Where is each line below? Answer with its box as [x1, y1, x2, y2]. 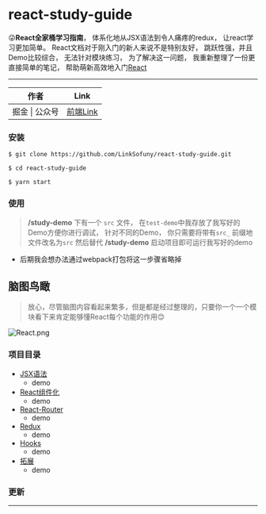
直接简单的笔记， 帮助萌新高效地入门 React [8, 62, 147, 72]
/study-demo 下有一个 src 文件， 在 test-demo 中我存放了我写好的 [27, 217, 241, 227]
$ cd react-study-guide [8, 164, 87, 172]
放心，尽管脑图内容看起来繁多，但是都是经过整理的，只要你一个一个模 [27, 302, 257, 312]
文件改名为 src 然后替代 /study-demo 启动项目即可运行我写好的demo [27, 237, 253, 247]
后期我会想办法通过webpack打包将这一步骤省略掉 [19, 254, 182, 263]
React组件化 [19, 387, 60, 397]
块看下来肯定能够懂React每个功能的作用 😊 [27, 312, 165, 322]
